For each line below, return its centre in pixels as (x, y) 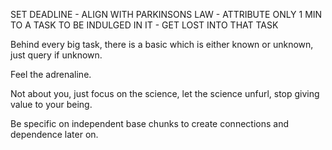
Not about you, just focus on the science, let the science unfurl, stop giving (165, 93)
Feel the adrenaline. (51, 74)
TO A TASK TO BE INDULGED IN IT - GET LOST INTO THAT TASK (144, 25)
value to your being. (51, 104)
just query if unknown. (56, 55)
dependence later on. (54, 134)
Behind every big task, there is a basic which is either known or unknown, (162, 44)
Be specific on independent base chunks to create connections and (149, 123)
